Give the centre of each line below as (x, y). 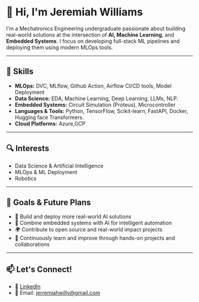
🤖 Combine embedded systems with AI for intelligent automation (93, 223)
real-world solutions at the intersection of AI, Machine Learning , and (90, 34)
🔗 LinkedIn (28, 287)
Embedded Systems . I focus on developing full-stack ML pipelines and (93, 41)
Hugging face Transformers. (49, 117)
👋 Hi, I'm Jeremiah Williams (75, 12)
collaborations (32, 245)
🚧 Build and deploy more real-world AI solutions (73, 217)
